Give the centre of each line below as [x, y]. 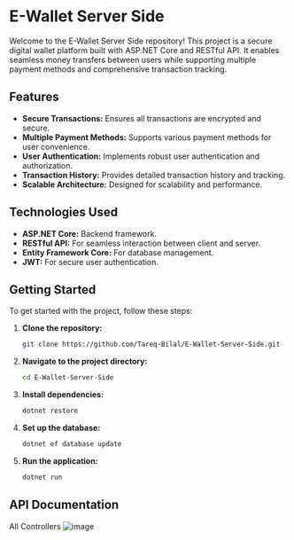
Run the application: [60, 461]
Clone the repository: [62, 328]
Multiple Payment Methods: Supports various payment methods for [147, 137]
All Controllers [35, 526]
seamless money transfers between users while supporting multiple [133, 59]
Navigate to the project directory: [85, 362]
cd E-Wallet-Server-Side [68, 378]
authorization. [47, 165]
